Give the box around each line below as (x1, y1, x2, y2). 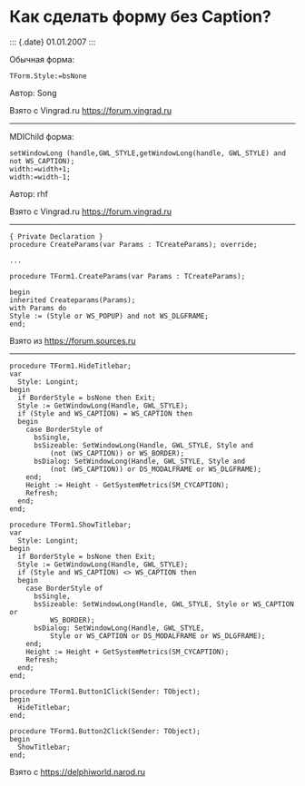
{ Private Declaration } (9, 231, 103, 241)
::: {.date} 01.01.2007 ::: (9, 36, 96, 47)
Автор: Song (9, 87, 57, 98)
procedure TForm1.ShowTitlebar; (9, 520, 132, 529)
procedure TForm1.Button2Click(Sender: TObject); (9, 726, 202, 736)
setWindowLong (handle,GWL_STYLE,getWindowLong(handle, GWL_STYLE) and (9, 148, 286, 158)
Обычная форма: (9, 54, 75, 64)
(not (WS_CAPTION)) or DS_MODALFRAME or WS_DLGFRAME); (49, 465, 261, 474)
